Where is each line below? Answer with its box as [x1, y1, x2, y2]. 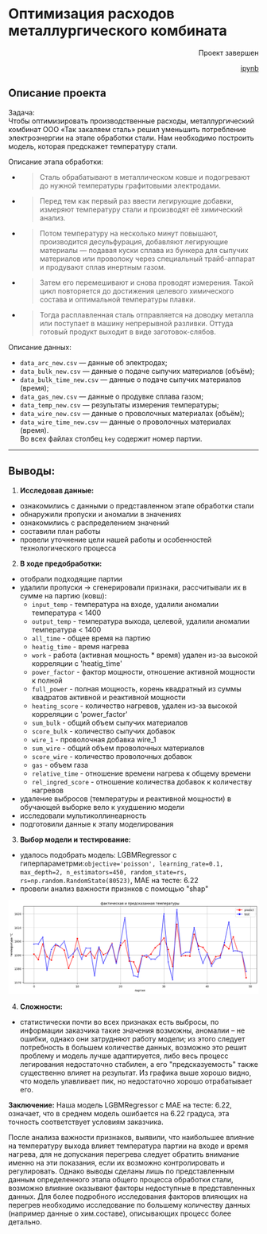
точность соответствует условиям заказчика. [8, 1117, 164, 1127]
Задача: [8, 107, 35, 117]
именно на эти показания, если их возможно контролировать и [8, 1158, 225, 1168]
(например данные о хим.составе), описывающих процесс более [8, 1209, 232, 1218]
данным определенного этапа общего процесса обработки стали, [8, 1175, 234, 1185]
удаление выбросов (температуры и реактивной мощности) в [19, 793, 232, 804]
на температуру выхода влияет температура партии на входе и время [8, 1141, 249, 1150]
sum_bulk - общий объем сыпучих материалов [31, 718, 188, 727]
